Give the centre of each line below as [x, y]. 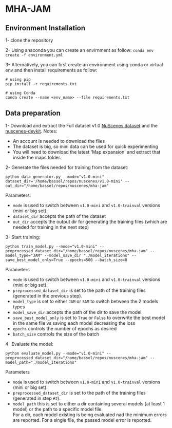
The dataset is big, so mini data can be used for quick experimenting [85, 146]
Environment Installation [45, 28]
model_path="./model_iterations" [41, 362]
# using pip [18, 80]
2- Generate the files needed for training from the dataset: [67, 167]
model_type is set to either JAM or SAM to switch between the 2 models [85, 301]
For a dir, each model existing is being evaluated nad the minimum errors [90, 415]
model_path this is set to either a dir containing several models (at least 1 [89, 403]
